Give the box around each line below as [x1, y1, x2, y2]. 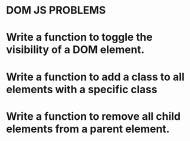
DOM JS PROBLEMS [6, 4, 106, 17]
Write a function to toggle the [6, 31, 153, 44]
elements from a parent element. [6, 122, 170, 136]
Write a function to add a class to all [6, 70, 185, 83]
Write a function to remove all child [6, 110, 181, 123]
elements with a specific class [6, 83, 158, 96]
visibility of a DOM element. [6, 43, 145, 57]
